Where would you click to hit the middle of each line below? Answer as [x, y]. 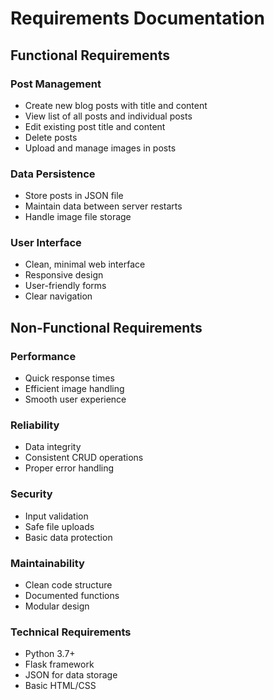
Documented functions [72, 596]
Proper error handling [69, 468]
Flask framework [59, 664]
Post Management [56, 84]
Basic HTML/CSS [60, 686]
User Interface [46, 243]
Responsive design [64, 275]
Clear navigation [58, 296]
